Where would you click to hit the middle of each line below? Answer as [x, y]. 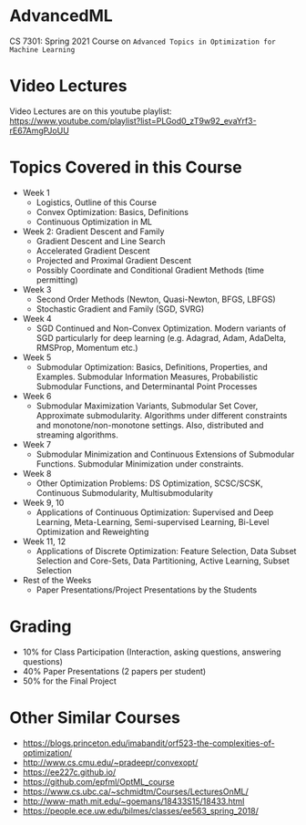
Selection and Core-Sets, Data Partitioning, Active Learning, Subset [163, 561]
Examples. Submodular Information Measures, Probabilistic [147, 376]
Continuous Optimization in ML [94, 222]
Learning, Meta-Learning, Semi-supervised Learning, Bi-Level [153, 521]
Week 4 [37, 318]
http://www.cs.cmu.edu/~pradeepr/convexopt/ [110, 762]
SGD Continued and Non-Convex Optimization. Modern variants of [161, 328]
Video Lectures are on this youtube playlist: [91, 111]
